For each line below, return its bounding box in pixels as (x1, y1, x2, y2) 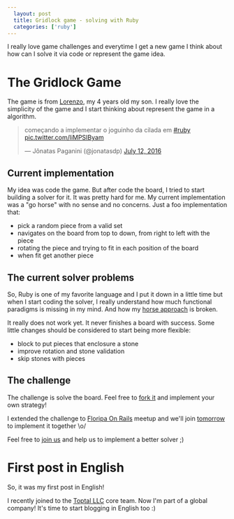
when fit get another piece (17, 251, 94, 259)
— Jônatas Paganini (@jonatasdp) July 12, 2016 (24, 147, 162, 155)
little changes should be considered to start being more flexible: (7, 326, 191, 334)
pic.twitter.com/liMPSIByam (24, 134, 104, 142)
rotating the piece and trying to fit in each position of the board (17, 244, 199, 253)
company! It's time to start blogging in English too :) (7, 504, 156, 512)
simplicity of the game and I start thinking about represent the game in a (7, 105, 215, 113)
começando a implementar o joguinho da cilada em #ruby (24, 126, 191, 134)
